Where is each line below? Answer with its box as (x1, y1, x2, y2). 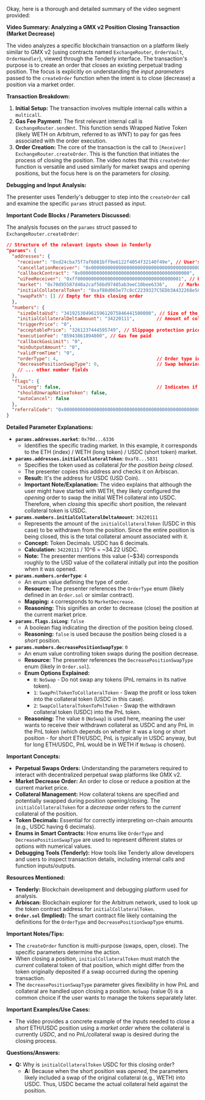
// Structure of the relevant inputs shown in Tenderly (6, 242, 151, 248)
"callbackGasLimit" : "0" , (17, 338, 84, 344)
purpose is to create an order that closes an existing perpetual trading (6, 61, 182, 69)
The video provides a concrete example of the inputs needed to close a (15, 1018, 195, 1025)
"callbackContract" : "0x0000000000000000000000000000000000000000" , (17, 270, 195, 277)
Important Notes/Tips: (6, 930, 64, 938)
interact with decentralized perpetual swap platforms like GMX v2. (15, 771, 182, 779)
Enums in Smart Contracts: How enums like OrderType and (15, 830, 164, 837)
